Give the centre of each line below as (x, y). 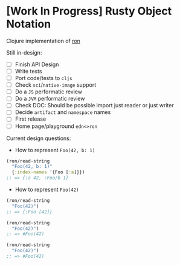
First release (31, 119)
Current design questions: (39, 138)
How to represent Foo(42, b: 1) (55, 150)
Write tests (28, 71)
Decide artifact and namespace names (63, 112)
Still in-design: (24, 52)
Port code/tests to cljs (43, 78)
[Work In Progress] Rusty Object (89, 11)
